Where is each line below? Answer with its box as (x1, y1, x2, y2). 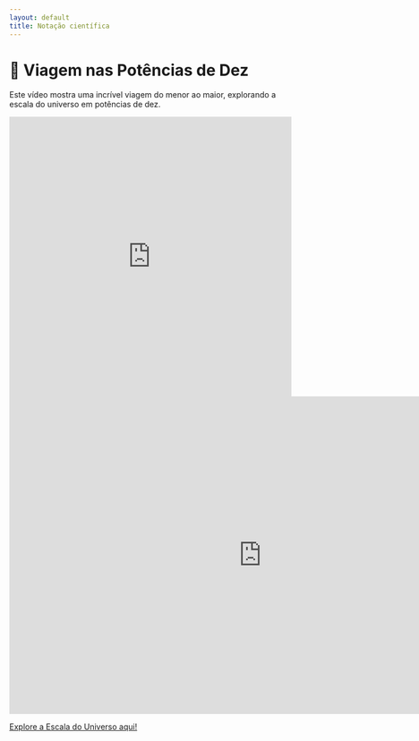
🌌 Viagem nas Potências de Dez (9, 60, 249, 81)
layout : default (9, 13, 70, 22)
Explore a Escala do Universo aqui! (9, 721, 138, 732)
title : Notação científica (9, 21, 110, 30)
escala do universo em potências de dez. (9, 99, 161, 110)
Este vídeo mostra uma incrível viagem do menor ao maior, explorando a (9, 89, 277, 100)
